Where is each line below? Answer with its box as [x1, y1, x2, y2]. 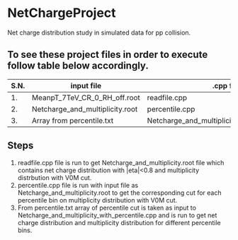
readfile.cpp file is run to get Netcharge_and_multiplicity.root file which [17, 158, 225, 167]
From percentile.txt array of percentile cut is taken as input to [17, 203, 197, 212]
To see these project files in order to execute [7, 49, 208, 61]
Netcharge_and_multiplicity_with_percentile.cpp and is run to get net [17, 210, 217, 220]
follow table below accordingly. [7, 60, 149, 72]
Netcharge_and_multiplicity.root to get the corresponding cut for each [17, 188, 222, 197]
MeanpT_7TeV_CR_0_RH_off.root [31, 92, 140, 102]
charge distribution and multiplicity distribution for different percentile [17, 218, 221, 227]
